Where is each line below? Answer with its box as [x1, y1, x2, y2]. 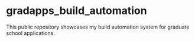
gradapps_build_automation [6, 4, 147, 17]
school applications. [6, 29, 55, 36]
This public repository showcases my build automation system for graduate [6, 23, 190, 30]
